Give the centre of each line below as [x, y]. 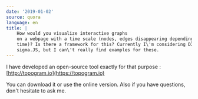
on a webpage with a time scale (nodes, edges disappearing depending [105, 39]
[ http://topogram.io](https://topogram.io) [55, 73]
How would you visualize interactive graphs [72, 34]
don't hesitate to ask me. [36, 90]
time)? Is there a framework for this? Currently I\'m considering [101, 45]
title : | [17, 28]
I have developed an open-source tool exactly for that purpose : [83, 67]
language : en [22, 22]
